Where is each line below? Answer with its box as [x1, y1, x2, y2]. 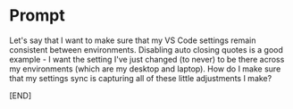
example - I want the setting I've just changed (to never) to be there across [9, 54, 285, 64]
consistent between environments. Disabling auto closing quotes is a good [9, 44, 283, 54]
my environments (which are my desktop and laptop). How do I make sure [9, 63, 281, 74]
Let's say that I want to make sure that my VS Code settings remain [9, 35, 256, 46]
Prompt [9, 5, 65, 26]
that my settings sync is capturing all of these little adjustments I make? [9, 72, 272, 83]
